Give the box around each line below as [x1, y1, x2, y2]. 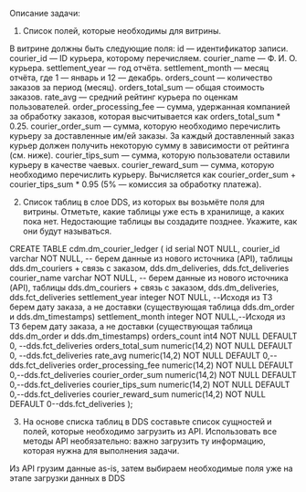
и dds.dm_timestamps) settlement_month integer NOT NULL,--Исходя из [9, 311, 286, 322]
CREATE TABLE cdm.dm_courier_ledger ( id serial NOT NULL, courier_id [9, 244, 280, 254]
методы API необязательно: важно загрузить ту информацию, [22, 435, 267, 446]
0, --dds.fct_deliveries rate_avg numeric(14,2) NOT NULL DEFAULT [9, 351, 261, 361]
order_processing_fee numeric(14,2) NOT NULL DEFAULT [77, 360, 294, 371]
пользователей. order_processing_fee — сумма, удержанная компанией [9, 101, 290, 112]
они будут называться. [22, 225, 112, 236]
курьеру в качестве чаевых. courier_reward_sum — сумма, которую [9, 160, 275, 170]
